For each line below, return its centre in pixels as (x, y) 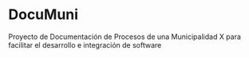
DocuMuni (43, 15)
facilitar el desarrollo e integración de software (85, 44)
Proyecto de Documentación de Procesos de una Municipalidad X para (125, 37)
